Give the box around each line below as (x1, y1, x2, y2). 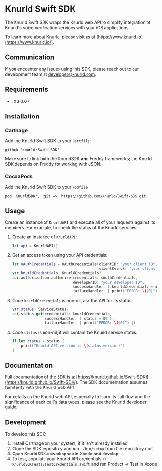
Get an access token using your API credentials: (12, 252, 108, 258)
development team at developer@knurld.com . (5, 71, 96, 77)
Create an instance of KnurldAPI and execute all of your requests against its (5, 219, 156, 225)
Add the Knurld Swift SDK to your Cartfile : (5, 138, 91, 144)
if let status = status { (12, 338, 64, 343)
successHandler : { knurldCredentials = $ (73, 284, 158, 289)
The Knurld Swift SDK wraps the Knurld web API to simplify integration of (5, 19, 151, 25)
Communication (5, 53, 55, 62)
